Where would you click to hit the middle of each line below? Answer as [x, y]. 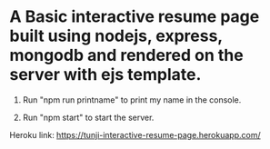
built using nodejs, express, [116, 36]
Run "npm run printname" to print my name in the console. [132, 99]
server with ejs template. [105, 75]
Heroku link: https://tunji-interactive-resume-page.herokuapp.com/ [135, 134]
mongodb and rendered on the [126, 55]
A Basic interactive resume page [135, 17]
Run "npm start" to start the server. [88, 117]
